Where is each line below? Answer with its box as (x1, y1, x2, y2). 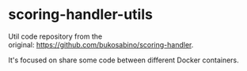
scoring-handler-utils (8, 6, 153, 24)
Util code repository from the (8, 32, 103, 41)
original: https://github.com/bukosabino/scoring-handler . (8, 39, 194, 49)
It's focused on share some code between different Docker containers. (8, 55, 239, 65)
